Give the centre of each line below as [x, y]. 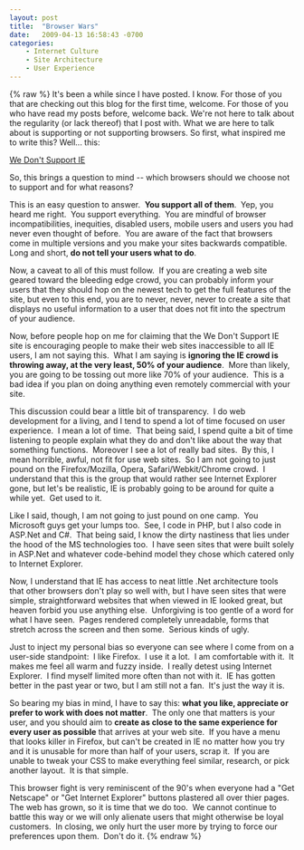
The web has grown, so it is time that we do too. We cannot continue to [143, 807]
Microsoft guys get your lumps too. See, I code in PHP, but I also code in [146, 525]
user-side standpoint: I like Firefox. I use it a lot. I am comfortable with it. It [152, 656]
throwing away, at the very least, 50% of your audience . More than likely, [150, 364]
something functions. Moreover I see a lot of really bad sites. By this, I [142, 449]
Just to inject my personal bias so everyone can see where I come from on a [152, 647]
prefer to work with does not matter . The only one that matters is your [142, 712]
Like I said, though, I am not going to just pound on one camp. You [134, 515]
